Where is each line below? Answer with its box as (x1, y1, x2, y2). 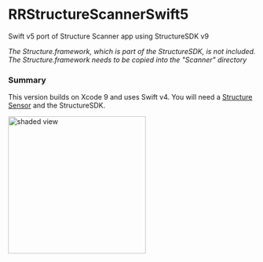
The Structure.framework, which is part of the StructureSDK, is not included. (8, 46, 256, 56)
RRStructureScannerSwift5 (8, 5, 189, 24)
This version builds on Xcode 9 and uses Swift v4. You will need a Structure (8, 93, 253, 102)
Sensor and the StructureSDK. (8, 100, 106, 111)
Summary (8, 75, 47, 86)
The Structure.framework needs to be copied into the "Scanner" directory (8, 55, 247, 64)
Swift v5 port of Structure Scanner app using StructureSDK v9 (8, 31, 210, 41)
